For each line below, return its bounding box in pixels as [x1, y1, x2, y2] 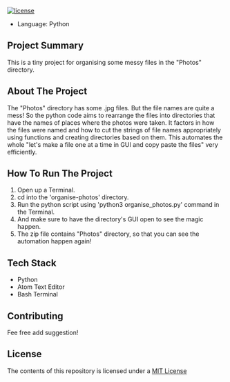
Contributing [7, 310, 64, 322]
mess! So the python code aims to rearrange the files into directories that [7, 111, 215, 119]
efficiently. [7, 148, 37, 156]
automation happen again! [17, 237, 92, 245]
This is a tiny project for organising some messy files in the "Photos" [7, 58, 202, 66]
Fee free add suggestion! [7, 328, 79, 337]
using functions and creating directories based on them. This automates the [7, 133, 223, 141]
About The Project [7, 86, 88, 97]
